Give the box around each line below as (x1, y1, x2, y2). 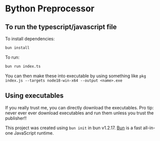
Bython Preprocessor (5, 3, 95, 14)
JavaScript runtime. (14, 130, 54, 136)
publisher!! (5, 115, 27, 121)
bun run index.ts (5, 64, 41, 69)
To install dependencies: (5, 36, 55, 42)
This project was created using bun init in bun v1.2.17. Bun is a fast (5, 125, 142, 131)
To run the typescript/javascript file (5, 23, 117, 31)
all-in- (143, 125, 156, 131)
